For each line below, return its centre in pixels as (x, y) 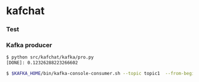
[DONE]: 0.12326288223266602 (42, 63)
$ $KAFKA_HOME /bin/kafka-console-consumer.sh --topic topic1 (83, 74)
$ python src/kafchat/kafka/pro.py (50, 57)
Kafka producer (29, 45)
